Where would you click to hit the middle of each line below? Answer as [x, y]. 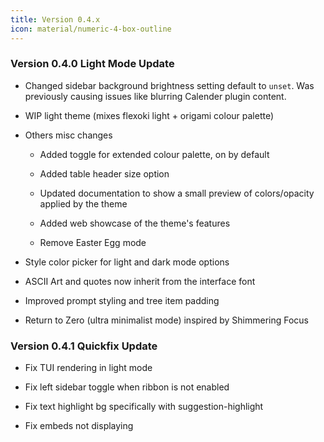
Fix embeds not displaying [79, 426]
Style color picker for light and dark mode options [127, 262]
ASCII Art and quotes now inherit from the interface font [140, 281]
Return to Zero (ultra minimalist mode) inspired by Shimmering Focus [167, 320]
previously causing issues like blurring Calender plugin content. [155, 96]
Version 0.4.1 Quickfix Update [84, 346]
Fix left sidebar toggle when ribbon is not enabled [127, 387]
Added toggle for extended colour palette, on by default [154, 154]
